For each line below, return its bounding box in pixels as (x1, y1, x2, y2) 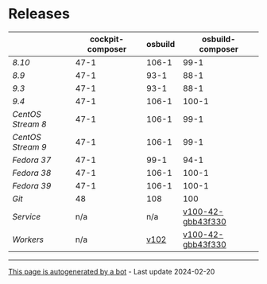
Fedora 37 (12, 154, 52, 165)
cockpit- (90, 33, 125, 45)
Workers (12, 234, 44, 245)
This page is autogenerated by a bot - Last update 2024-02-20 (8, 266, 215, 276)
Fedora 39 (12, 180, 52, 191)
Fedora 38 (12, 167, 52, 178)
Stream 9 (12, 141, 47, 152)
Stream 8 (12, 119, 47, 130)
